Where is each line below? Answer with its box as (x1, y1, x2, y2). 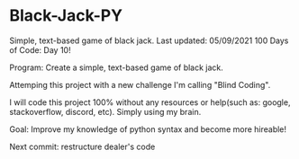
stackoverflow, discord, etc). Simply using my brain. (9, 106, 202, 117)
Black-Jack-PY (9, 5, 123, 26)
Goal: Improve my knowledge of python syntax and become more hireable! (9, 123, 286, 135)
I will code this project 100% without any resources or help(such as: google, (9, 96, 291, 108)
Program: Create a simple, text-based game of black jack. (9, 62, 223, 73)
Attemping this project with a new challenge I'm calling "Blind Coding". (9, 79, 271, 90)
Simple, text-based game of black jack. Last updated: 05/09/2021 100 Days (9, 35, 289, 46)
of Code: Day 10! (9, 44, 71, 55)
